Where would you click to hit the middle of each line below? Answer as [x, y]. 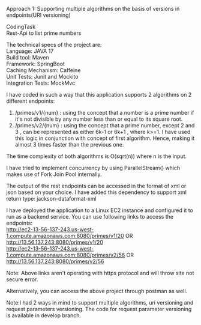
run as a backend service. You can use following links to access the [90, 217]
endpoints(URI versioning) [38, 15]
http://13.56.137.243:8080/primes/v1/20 [55, 242]
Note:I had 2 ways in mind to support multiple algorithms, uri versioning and [100, 302]
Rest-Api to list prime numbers [44, 33]
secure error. [22, 279]
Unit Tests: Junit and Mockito [42, 77]
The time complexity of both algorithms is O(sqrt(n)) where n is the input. [97, 156]
